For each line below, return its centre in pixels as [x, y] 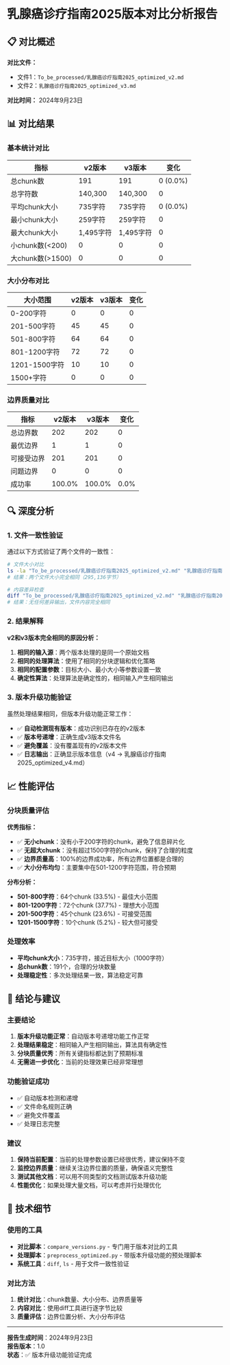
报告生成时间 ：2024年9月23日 [50, 1338]
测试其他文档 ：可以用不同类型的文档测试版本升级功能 [92, 1177]
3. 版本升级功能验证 [39, 697]
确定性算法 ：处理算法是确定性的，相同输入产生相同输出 [95, 678]
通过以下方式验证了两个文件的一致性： [61, 551]
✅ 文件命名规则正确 [44, 1106]
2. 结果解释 [25, 621]
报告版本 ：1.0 [26, 1346]
